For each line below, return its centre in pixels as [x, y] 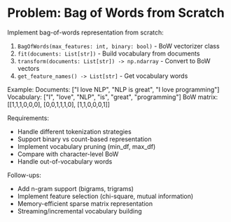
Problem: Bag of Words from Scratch [116, 13]
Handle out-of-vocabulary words [65, 161]
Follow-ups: [24, 175]
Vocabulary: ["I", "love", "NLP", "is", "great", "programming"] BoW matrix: [113, 97]
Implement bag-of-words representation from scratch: [86, 32]
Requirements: [28, 118]
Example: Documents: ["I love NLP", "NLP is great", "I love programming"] [113, 89]
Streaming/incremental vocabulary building [79, 211]
